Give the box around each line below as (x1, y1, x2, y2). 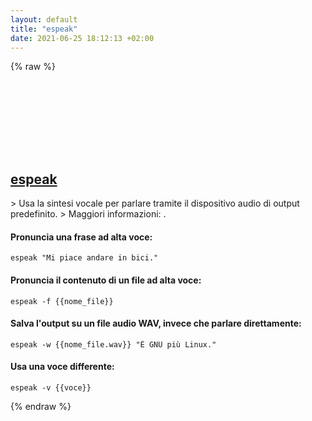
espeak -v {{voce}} (10, 383, 92, 393)
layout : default (10, 14, 78, 25)
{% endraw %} (10, 401, 72, 412)
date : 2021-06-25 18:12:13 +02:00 (10, 33, 155, 43)
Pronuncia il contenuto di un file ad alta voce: (10, 274, 202, 286)
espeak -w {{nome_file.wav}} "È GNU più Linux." (10, 339, 217, 350)
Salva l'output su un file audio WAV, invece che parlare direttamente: (10, 317, 302, 330)
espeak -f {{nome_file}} (10, 296, 114, 306)
